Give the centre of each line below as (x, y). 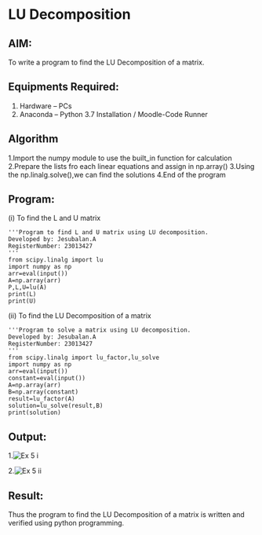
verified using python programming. (66, 523)
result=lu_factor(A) (42, 399)
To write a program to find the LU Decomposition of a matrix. (106, 62)
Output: (27, 436)
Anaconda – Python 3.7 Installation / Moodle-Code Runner (113, 114)
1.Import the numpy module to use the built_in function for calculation (120, 158)
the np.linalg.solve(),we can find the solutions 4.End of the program (117, 174)
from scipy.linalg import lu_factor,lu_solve (84, 358)
